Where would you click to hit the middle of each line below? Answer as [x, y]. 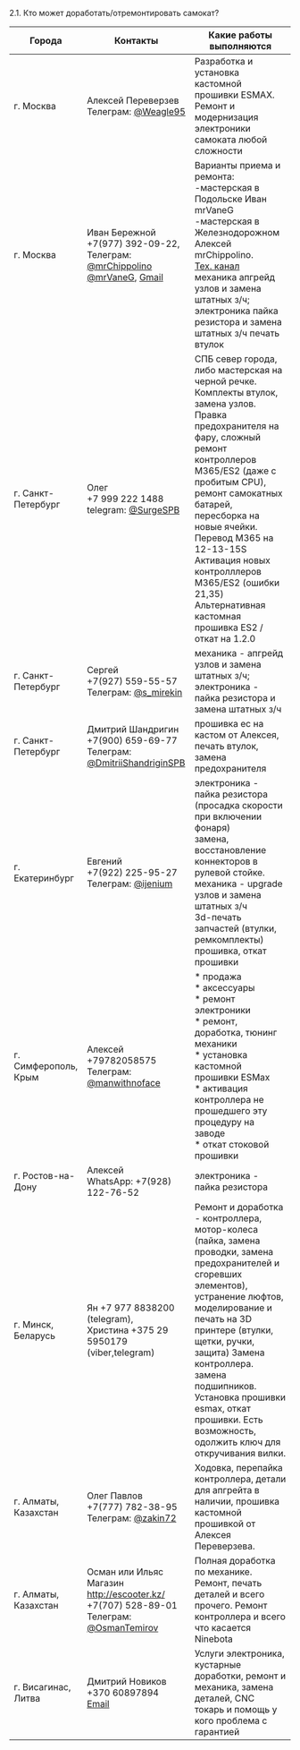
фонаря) [212, 828]
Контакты [137, 41]
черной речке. [225, 381]
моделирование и [233, 1308]
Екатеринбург [44, 878]
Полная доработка [235, 1561]
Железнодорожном [237, 232]
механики [216, 1044]
